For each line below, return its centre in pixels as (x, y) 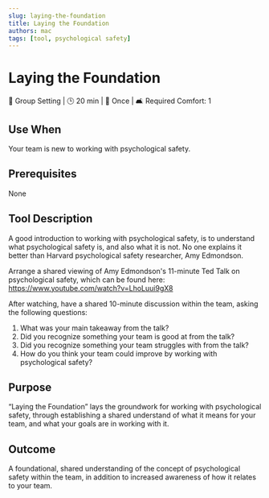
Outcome (32, 449)
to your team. (31, 486)
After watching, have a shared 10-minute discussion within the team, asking (133, 304)
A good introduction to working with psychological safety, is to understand (132, 238)
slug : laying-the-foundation (57, 16)
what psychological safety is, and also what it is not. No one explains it (125, 247)
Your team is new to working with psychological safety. (100, 149)
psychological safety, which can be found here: (87, 280)
